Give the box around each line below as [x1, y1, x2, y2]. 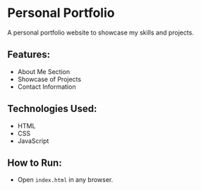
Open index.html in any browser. [17, 175, 114, 184]
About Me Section [17, 67, 71, 75]
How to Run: [7, 156, 62, 168]
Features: [7, 49, 51, 61]
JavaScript [17, 136, 49, 145]
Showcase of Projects [17, 75, 82, 83]
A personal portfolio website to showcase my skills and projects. [7, 28, 194, 37]
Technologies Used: [7, 103, 97, 115]
